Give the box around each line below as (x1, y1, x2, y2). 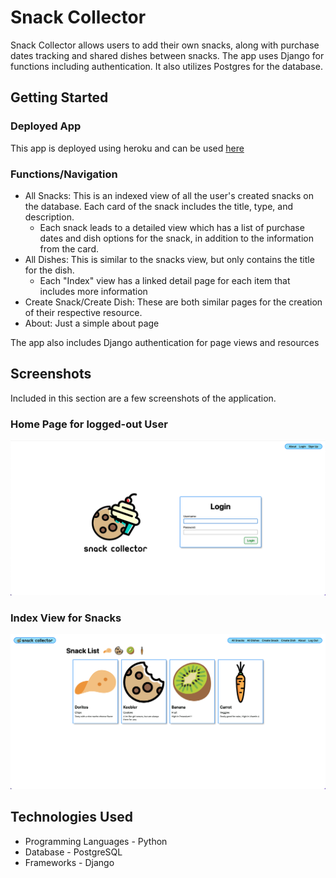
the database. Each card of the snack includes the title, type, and (24, 200, 293, 212)
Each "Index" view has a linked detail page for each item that (39, 274, 291, 286)
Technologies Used (10, 809, 133, 826)
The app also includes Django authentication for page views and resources (10, 336, 320, 348)
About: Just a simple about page (24, 317, 160, 329)
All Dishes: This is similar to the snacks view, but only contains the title (24, 253, 315, 265)
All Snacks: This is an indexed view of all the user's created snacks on (24, 189, 314, 201)
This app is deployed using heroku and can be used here (10, 142, 245, 154)
